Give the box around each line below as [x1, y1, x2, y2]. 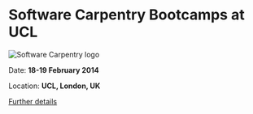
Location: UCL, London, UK [8, 81, 101, 91]
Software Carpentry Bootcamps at [8, 6, 246, 24]
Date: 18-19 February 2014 [8, 65, 99, 74]
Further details [8, 96, 58, 106]
